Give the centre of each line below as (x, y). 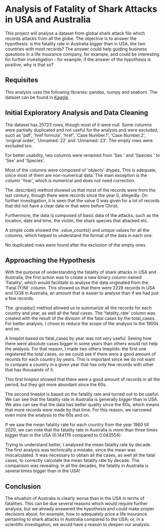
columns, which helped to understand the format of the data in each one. (79, 235)
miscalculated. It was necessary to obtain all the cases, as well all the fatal (80, 455)
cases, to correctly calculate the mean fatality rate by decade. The (72, 461)
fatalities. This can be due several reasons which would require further (77, 503)
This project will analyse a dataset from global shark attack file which (75, 33)
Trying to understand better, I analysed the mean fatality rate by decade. (78, 445)
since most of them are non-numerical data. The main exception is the (76, 175)
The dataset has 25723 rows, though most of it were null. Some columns (79, 125)
